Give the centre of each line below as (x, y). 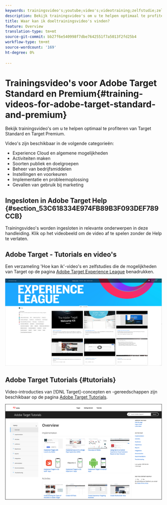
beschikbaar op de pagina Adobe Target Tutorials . (56, 397)
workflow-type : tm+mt (28, 42)
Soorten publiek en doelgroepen (45, 164)
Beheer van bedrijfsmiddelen (42, 169)
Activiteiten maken (31, 158)
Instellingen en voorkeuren (40, 174)
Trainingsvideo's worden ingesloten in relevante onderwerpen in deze (77, 228)
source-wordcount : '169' (31, 47)
